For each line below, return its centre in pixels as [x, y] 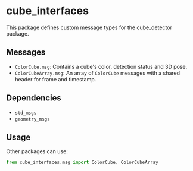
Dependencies [34, 98]
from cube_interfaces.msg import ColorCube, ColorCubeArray [83, 162]
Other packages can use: [37, 151]
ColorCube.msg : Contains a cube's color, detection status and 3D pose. [101, 66]
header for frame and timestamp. [55, 79]
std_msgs [26, 113]
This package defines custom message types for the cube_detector [89, 27]
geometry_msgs [32, 119]
